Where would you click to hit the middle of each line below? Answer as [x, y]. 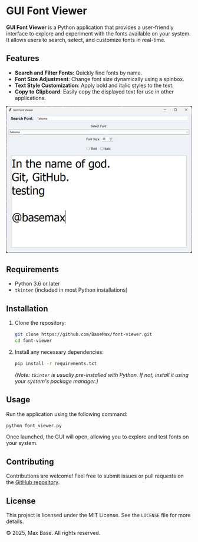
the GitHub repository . [33, 482]
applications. [30, 98]
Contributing [30, 462]
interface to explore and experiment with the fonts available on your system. [98, 33]
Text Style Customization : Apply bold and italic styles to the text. [94, 85]
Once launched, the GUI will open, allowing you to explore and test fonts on [98, 437]
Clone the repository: [40, 323]
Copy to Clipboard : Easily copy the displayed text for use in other [94, 91]
